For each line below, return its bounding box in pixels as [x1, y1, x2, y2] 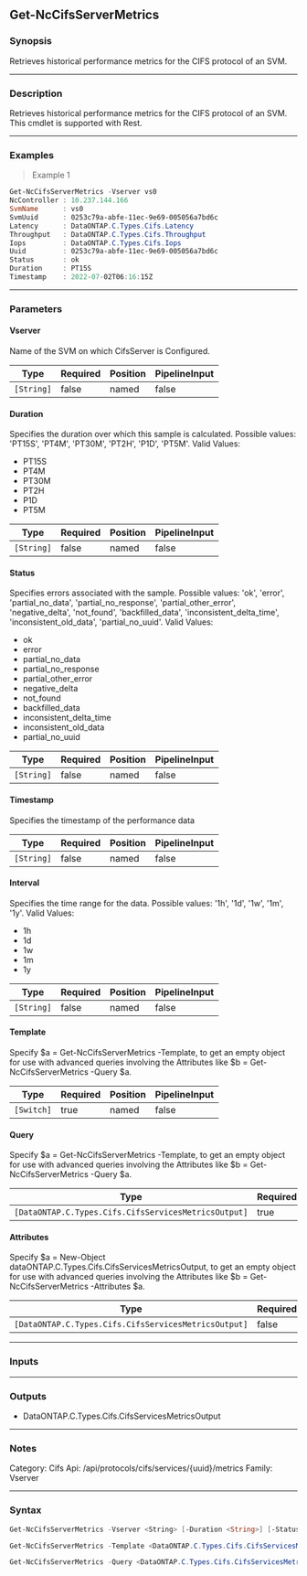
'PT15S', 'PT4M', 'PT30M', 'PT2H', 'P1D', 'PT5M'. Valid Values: [9, 438, 240, 449]
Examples [9, 148, 55, 161]
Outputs [9, 1389, 48, 1402]
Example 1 [31, 169, 70, 181]
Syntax [9, 1504, 42, 1517]
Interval [9, 877, 40, 888]
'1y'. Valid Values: [9, 907, 75, 918]
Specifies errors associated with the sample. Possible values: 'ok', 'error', [9, 587, 285, 598]
